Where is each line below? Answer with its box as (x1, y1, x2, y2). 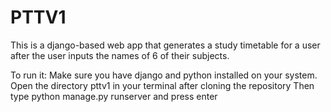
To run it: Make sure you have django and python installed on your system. (10, 69, 318, 81)
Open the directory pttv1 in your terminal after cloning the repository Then (10, 79, 315, 91)
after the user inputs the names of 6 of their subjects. (10, 49, 230, 61)
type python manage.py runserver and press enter (10, 90, 218, 102)
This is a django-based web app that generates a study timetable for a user (10, 39, 321, 51)
